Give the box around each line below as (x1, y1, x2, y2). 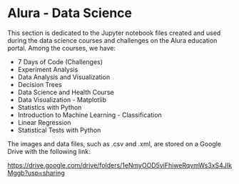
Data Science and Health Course (17, 88, 114, 96)
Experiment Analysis (17, 65, 78, 73)
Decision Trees (17, 80, 62, 88)
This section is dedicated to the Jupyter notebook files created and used (7, 29, 221, 37)
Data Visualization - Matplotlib (17, 95, 107, 104)
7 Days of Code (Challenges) (17, 57, 103, 66)
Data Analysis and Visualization (17, 73, 111, 81)
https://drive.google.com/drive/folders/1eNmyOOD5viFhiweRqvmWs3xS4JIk (7, 160, 233, 169)
